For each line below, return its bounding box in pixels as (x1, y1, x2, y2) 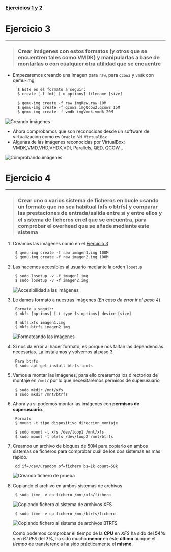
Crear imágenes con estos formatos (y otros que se (17, 47, 148, 55)
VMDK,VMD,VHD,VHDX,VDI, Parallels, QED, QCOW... (12, 145, 124, 151)
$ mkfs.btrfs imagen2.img (15, 325, 70, 330)
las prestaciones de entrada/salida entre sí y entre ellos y (17, 210, 162, 217)
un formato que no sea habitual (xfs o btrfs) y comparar (17, 203, 158, 210)
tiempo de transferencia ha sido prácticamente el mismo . (12, 541, 133, 547)
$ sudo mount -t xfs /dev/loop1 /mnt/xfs (15, 429, 104, 435)
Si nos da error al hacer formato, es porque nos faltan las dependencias (12, 344, 164, 350)
